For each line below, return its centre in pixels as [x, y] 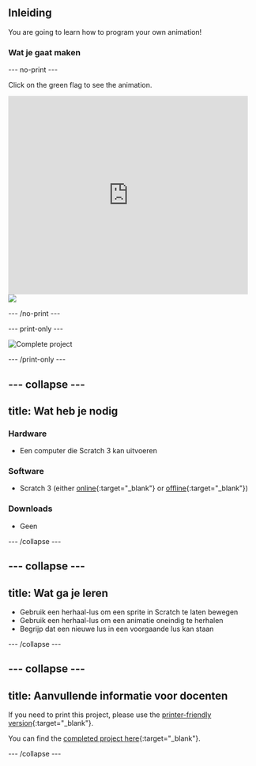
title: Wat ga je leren [58, 593]
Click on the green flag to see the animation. [80, 85]
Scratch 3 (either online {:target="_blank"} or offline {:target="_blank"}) [134, 488]
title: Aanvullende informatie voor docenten [118, 695]
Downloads [30, 509]
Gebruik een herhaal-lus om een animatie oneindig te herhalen [121, 620]
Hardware [28, 434]
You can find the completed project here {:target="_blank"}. [105, 738]
